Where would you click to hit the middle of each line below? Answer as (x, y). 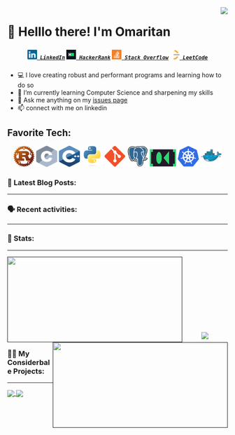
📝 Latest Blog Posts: (42, 182)
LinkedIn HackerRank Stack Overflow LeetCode (124, 58)
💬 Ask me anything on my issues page (72, 100)
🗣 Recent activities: (42, 210)
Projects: (29, 371)
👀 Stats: (21, 239)
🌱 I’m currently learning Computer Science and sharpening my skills (115, 93)
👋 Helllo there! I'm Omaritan (89, 32)
